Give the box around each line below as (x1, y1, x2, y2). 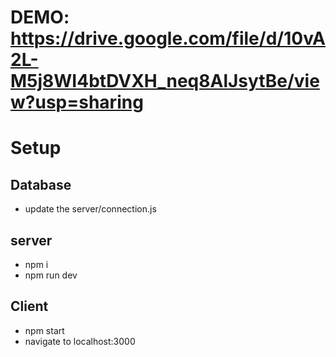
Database (10, 176, 72, 193)
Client (10, 298, 49, 315)
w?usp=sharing (10, 91, 144, 114)
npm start (24, 324, 65, 336)
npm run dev (24, 269, 78, 281)
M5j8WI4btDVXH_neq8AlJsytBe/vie (10, 70, 320, 93)
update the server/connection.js (24, 203, 157, 215)
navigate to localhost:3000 (24, 335, 136, 347)
